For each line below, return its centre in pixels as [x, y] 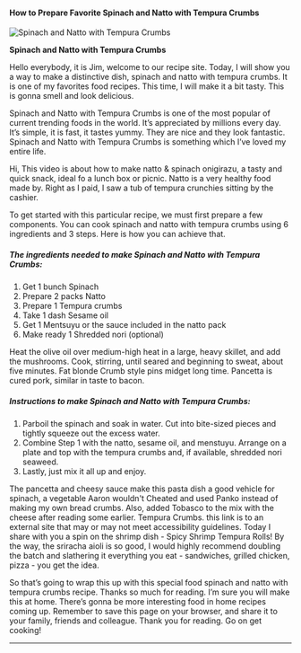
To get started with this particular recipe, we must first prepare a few [136, 215]
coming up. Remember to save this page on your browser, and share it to [143, 612]
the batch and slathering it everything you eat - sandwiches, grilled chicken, [150, 556]
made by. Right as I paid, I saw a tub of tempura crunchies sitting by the [142, 188]
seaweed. [40, 462]
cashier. [24, 198]
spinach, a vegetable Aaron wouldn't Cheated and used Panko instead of [144, 499]
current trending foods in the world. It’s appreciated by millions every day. [146, 123]
